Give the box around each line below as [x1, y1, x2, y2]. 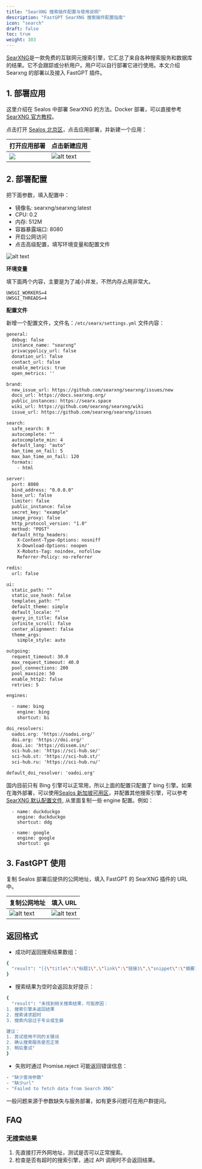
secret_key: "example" [11, 509, 69, 515]
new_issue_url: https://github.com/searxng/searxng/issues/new [11, 386, 173, 393]
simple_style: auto [17, 637, 66, 643]
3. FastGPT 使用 [6, 858, 66, 869]
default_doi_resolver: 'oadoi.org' [6, 770, 96, 776]
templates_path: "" [11, 598, 61, 604]
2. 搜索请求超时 [6, 1012, 41, 1018]
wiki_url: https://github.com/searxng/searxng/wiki [11, 404, 144, 410]
